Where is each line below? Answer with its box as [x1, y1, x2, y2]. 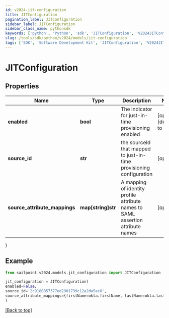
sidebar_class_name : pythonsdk [5, 26, 71, 31]
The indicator [120, 105, 152, 113]
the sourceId [120, 139, 151, 146]
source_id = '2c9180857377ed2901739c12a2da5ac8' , [5, 289, 107, 294]
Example [5, 257, 33, 266]
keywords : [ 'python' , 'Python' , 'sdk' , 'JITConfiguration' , [5, 31, 134, 36]
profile [120, 191, 136, 198]
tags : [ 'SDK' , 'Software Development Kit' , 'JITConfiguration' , [5, 40, 143, 45]
